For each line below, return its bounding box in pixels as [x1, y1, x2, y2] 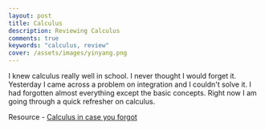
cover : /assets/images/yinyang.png [8, 49, 128, 57]
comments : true [8, 34, 59, 43]
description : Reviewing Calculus [8, 26, 120, 35]
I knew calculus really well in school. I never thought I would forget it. [8, 71, 237, 80]
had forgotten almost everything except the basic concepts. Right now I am [8, 88, 257, 97]
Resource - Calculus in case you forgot [8, 112, 138, 121]
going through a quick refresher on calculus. [8, 97, 156, 106]
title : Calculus [8, 19, 63, 27]
